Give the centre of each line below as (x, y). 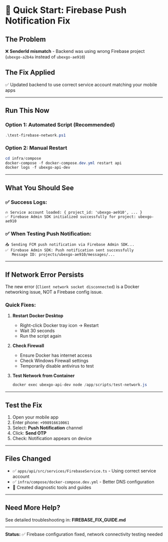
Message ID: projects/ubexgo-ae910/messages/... (63, 255)
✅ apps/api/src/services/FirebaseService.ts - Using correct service (84, 471)
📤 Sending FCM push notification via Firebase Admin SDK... (70, 245)
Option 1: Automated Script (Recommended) (60, 125)
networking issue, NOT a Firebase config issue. (54, 292)
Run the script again (40, 336)
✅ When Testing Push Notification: (48, 233)
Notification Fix (38, 21)
